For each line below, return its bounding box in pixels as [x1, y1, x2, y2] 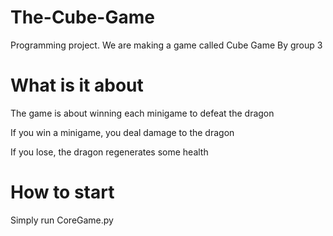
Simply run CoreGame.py [10, 214, 114, 226]
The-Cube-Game [10, 6, 155, 29]
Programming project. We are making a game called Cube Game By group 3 [10, 39, 323, 51]
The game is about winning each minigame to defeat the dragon [10, 107, 275, 119]
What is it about [10, 74, 144, 97]
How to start [10, 181, 115, 204]
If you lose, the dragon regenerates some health [10, 146, 209, 158]
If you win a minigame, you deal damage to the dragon [10, 126, 235, 138]
